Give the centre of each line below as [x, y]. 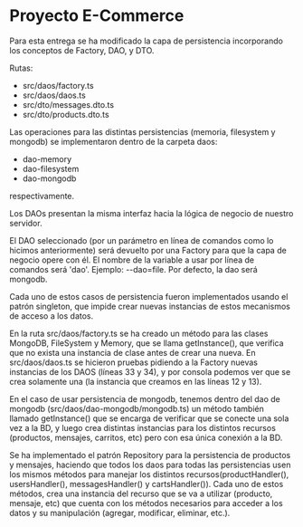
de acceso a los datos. [52, 316]
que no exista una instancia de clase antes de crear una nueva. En [133, 352]
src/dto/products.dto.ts [66, 114]
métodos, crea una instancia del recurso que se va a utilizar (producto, [141, 493]
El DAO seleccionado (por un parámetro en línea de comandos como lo [142, 240]
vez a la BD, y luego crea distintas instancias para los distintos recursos [142, 427]
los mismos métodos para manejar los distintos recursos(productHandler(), [149, 474]
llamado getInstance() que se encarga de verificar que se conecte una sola [149, 418]
